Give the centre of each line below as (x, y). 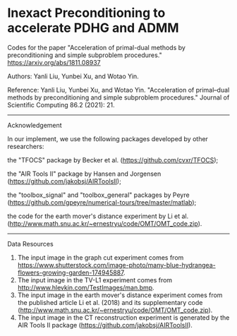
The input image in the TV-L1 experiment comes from (95, 280)
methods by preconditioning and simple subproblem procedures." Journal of (119, 97)
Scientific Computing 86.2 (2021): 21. (61, 104)
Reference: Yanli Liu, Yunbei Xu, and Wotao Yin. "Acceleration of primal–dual (119, 90)
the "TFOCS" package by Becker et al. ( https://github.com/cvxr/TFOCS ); (113, 160)
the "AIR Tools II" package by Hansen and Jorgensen (84, 174)
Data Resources (31, 244)
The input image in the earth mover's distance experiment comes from (120, 295)
